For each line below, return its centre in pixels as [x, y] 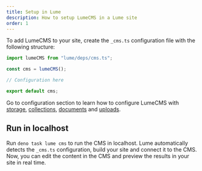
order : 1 [17, 23]
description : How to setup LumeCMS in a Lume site [72, 18]
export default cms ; [33, 91]
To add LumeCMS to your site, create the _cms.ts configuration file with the [101, 41]
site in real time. [26, 162]
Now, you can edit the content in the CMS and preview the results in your [98, 156]
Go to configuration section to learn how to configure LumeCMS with [93, 103]
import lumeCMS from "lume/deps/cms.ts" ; [60, 58]
